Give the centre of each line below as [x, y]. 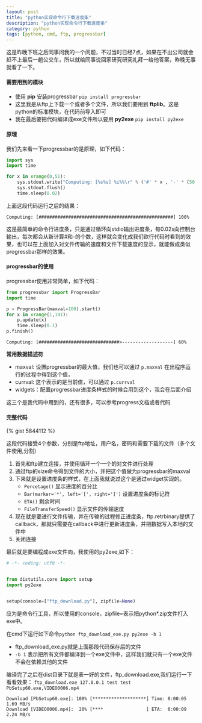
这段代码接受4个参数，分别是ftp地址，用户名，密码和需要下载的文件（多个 [98, 443]
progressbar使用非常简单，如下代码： [53, 281]
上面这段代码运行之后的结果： [43, 205]
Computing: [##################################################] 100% [98, 217]
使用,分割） [26, 451]
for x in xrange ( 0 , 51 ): [36, 177]
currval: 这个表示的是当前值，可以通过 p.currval [75, 382]
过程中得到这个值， [49, 375]
